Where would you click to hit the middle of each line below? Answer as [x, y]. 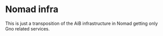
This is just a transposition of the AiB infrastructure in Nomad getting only [82, 23]
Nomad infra [32, 9]
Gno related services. [28, 28]
